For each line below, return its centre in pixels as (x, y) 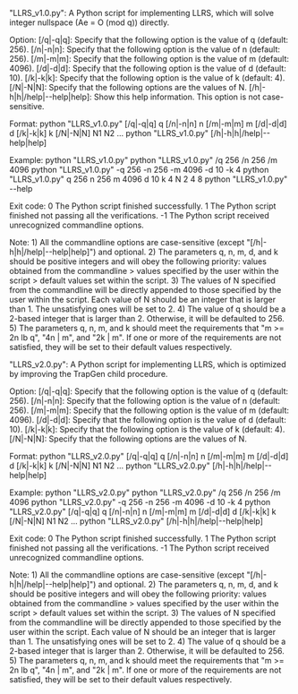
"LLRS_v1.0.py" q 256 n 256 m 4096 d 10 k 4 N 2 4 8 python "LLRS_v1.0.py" (149, 179)
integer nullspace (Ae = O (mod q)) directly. (89, 22)
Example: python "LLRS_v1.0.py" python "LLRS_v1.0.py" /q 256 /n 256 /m (143, 160)
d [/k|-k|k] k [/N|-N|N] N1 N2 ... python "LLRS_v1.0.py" (109, 133)
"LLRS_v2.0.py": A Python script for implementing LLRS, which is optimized (148, 364)
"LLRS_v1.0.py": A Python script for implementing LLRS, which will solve (142, 13)
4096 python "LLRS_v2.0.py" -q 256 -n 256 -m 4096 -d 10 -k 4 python (140, 502)
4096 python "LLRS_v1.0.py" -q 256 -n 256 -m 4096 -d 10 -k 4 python (139, 170)
